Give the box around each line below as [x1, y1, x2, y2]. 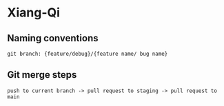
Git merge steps [7, 69, 77, 81]
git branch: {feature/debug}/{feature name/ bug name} [7, 50, 168, 57]
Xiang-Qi [7, 5, 61, 21]
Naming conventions [7, 32, 99, 44]
